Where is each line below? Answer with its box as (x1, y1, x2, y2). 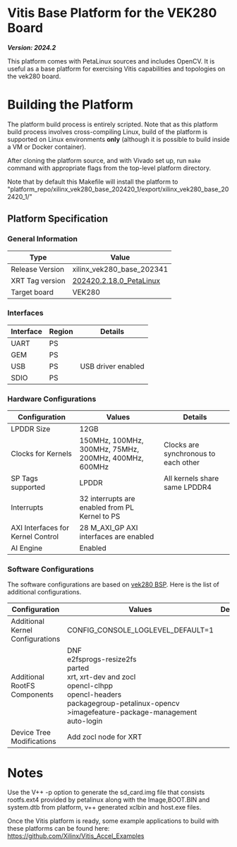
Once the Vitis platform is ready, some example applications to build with (7, 817, 219, 825)
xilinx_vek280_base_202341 (72, 264, 169, 274)
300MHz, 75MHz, (79, 445, 140, 455)
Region (49, 326, 73, 336)
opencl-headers (66, 690, 122, 699)
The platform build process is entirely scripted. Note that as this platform (7, 120, 219, 128)
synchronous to (163, 449, 216, 459)
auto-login (66, 716, 103, 726)
